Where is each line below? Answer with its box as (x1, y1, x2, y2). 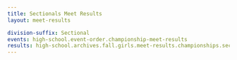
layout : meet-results (7, 17, 71, 24)
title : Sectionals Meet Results (7, 10, 102, 17)
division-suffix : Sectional (7, 29, 90, 36)
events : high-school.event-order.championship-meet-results (7, 36, 188, 43)
